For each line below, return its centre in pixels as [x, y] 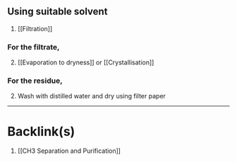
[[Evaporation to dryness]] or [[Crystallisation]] [86, 62]
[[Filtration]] [35, 28]
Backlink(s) [41, 131]
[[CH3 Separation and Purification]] [69, 151]
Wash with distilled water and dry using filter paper [91, 96]
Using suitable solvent [57, 12]
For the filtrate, [34, 47]
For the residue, [35, 81]
